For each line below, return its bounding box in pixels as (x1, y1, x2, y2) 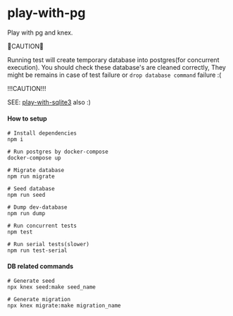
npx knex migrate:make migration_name (7, 302, 121, 310)
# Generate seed (7, 277, 55, 285)
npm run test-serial (7, 247, 68, 255)
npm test (7, 229, 33, 236)
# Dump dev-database (7, 204, 68, 211)
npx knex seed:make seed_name (7, 284, 96, 291)
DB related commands (7, 262, 74, 270)
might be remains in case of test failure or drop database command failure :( (7, 71, 222, 79)
